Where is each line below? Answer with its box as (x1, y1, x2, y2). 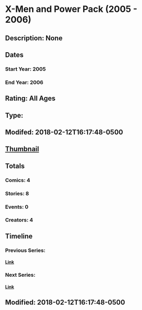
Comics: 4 (5, 176, 31, 183)
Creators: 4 (5, 217, 33, 224)
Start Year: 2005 (5, 66, 46, 73)
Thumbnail (5, 145, 40, 154)
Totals (5, 161, 25, 170)
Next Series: (5, 272, 36, 279)
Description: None (5, 34, 63, 42)
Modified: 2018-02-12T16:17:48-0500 (5, 298, 125, 307)
